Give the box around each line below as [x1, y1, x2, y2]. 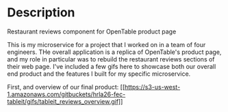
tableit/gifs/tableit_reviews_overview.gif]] [7, 97, 123, 105]
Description [7, 5, 75, 20]
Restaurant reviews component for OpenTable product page [7, 27, 177, 36]
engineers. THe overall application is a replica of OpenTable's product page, [7, 48, 222, 56]
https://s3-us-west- [124, 83, 181, 91]
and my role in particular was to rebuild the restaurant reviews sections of [7, 55, 215, 63]
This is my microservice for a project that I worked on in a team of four [7, 40, 206, 48]
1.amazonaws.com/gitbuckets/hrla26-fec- [7, 90, 126, 98]
